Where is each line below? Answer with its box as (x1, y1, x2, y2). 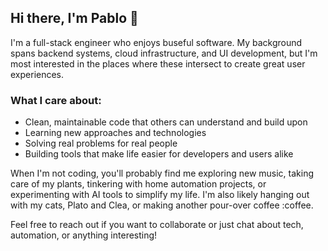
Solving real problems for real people (24, 137, 178, 150)
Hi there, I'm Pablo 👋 (10, 10, 139, 27)
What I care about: (10, 93, 102, 107)
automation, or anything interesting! (10, 229, 158, 241)
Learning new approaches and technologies (24, 127, 207, 139)
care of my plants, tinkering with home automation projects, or (10, 178, 267, 190)
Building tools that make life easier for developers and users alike (24, 148, 294, 160)
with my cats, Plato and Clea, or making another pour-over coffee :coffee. (10, 199, 314, 211)
